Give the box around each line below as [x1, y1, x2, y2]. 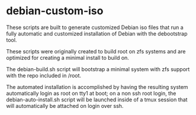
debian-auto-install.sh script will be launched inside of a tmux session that [6, 96, 188, 103]
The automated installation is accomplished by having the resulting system [6, 83, 188, 90]
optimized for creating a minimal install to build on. [6, 54, 129, 61]
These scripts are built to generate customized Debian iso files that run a [6, 24, 184, 31]
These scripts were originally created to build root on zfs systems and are [6, 47, 186, 55]
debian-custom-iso [6, 4, 104, 18]
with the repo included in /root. [6, 72, 82, 79]
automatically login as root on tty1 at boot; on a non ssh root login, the [6, 90, 176, 97]
